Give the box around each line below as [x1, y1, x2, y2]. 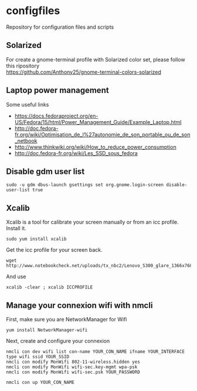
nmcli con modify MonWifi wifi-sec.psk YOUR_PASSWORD [6, 369, 141, 375]
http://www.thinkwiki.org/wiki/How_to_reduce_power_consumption [14, 143, 177, 150]
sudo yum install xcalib [6, 236, 67, 242]
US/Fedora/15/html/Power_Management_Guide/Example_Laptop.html [14, 118, 182, 125]
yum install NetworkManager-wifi [6, 327, 88, 333]
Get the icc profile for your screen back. [6, 246, 103, 253]
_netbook [14, 137, 38, 144]
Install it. [6, 225, 26, 232]
